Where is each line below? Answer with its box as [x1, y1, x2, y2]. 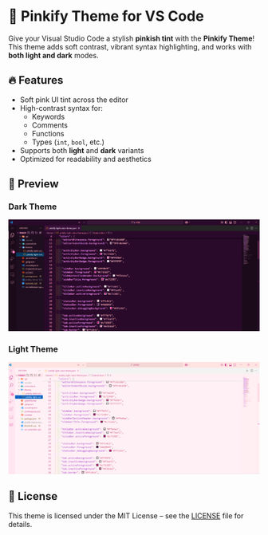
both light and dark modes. [8, 50, 99, 60]
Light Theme [8, 343, 58, 354]
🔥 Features [8, 73, 64, 87]
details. [8, 519, 33, 529]
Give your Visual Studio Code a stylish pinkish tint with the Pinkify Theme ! [8, 33, 255, 43]
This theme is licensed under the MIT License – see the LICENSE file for [8, 510, 244, 521]
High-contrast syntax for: [19, 103, 104, 112]
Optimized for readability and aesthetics [19, 154, 152, 163]
